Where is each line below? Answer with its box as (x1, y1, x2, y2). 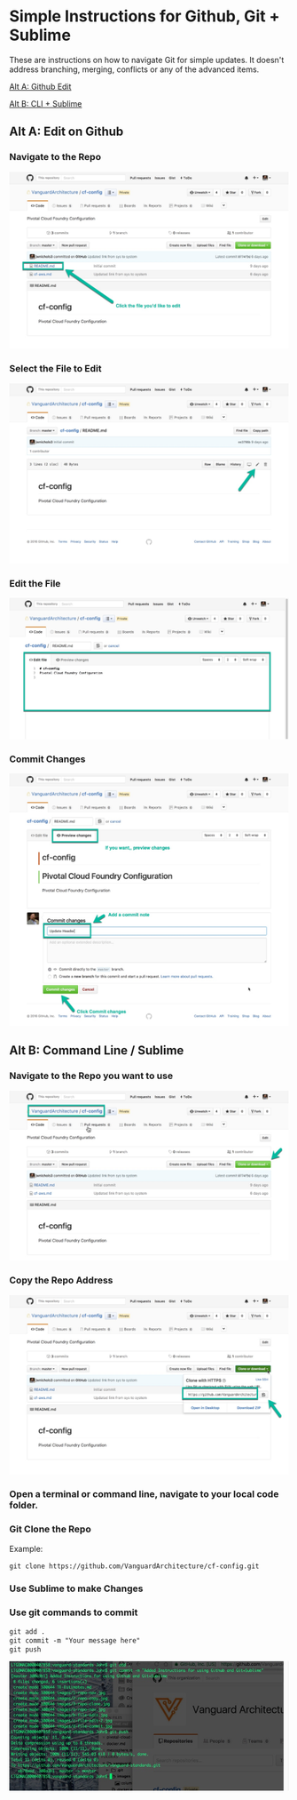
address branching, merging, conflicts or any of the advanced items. (9, 64, 260, 75)
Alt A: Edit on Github (9, 124, 124, 140)
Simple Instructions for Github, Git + (9, 6, 281, 27)
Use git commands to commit (9, 1606, 138, 1619)
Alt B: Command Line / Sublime (9, 1043, 184, 1059)
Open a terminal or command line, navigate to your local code (9, 1488, 279, 1500)
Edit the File (9, 577, 61, 589)
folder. (9, 1500, 38, 1512)
